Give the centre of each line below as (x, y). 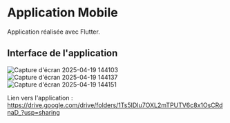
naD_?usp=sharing (33, 112)
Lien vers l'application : (40, 98)
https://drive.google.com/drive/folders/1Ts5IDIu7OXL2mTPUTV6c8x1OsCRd (115, 105)
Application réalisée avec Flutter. (54, 32)
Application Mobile (63, 13)
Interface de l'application (63, 53)
